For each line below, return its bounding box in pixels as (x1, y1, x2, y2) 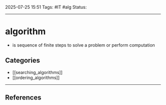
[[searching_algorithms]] (12, 69, 63, 75)
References (5, 93, 41, 102)
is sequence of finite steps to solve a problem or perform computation (12, 42, 155, 48)
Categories (5, 56, 41, 65)
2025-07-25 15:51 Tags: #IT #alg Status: (5, 4, 87, 10)
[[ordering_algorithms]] (12, 75, 60, 80)
